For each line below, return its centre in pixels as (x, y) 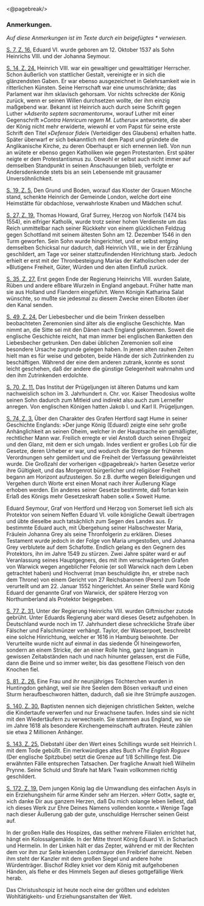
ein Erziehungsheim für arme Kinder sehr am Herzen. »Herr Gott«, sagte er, (101, 795)
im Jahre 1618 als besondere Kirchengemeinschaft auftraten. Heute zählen (100, 726)
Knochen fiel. (23, 669)
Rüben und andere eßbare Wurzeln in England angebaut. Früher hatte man (100, 285)
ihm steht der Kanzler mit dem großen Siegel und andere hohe (84, 859)
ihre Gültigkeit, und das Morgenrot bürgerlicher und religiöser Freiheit (93, 471)
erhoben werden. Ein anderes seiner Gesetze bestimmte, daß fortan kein (97, 490)
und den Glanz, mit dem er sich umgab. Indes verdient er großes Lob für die (101, 444)
